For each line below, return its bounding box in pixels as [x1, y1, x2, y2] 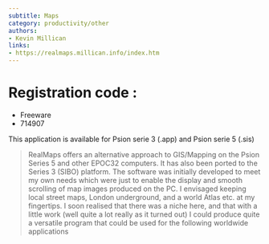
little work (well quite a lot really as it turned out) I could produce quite [27, 209, 260, 219]
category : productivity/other [8, 19, 110, 27]
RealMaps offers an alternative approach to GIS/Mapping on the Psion [27, 149, 259, 159]
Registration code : [8, 83, 138, 102]
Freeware [19, 110, 52, 120]
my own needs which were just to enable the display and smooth [27, 175, 243, 185]
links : [8, 42, 31, 50]
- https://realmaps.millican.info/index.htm [8, 49, 160, 57]
